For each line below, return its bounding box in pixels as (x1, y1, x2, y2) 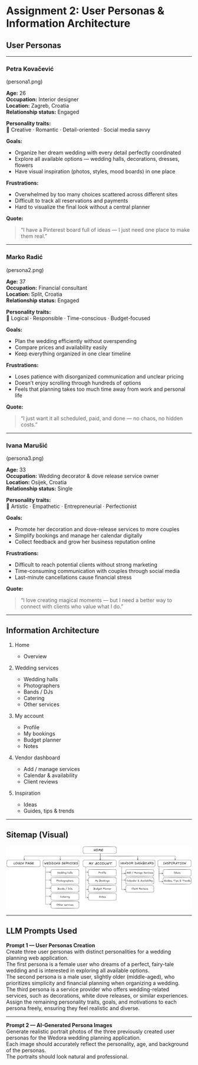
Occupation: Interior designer (6, 96, 79, 103)
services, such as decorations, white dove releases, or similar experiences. (6, 992, 189, 999)
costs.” (20, 421, 38, 428)
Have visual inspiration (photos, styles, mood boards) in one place (14, 168, 176, 175)
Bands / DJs (23, 688, 54, 695)
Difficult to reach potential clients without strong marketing (14, 561, 158, 568)
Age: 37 (6, 278, 26, 285)
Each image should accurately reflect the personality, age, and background (6, 1040, 189, 1047)
